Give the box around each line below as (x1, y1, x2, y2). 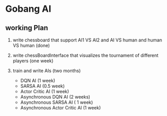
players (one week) (12, 58, 54, 64)
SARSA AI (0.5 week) (20, 83, 65, 89)
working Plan (5, 24, 49, 32)
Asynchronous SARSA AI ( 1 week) (20, 99, 93, 105)
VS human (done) (12, 42, 50, 49)
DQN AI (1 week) (20, 78, 55, 83)
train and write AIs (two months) (12, 67, 81, 74)
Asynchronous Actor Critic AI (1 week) (20, 105, 101, 110)
